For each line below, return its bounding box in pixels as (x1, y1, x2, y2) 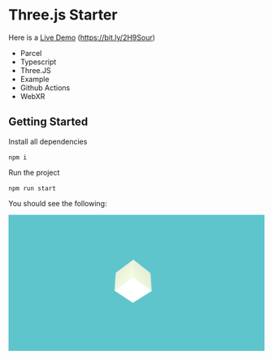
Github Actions (19, 83, 71, 93)
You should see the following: (8, 198, 107, 208)
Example (19, 74, 50, 84)
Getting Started (8, 115, 89, 129)
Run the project (8, 167, 60, 177)
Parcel (19, 48, 42, 58)
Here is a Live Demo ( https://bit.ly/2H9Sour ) (8, 32, 156, 42)
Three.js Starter (8, 6, 118, 24)
